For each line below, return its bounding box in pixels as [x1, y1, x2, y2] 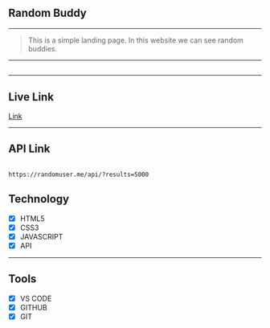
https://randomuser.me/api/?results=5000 [8, 170, 149, 178]
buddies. [27, 43, 58, 53]
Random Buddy [8, 6, 87, 20]
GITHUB [19, 302, 48, 312]
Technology [8, 192, 70, 206]
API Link [8, 142, 51, 156]
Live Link [8, 90, 55, 104]
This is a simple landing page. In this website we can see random [27, 35, 243, 45]
